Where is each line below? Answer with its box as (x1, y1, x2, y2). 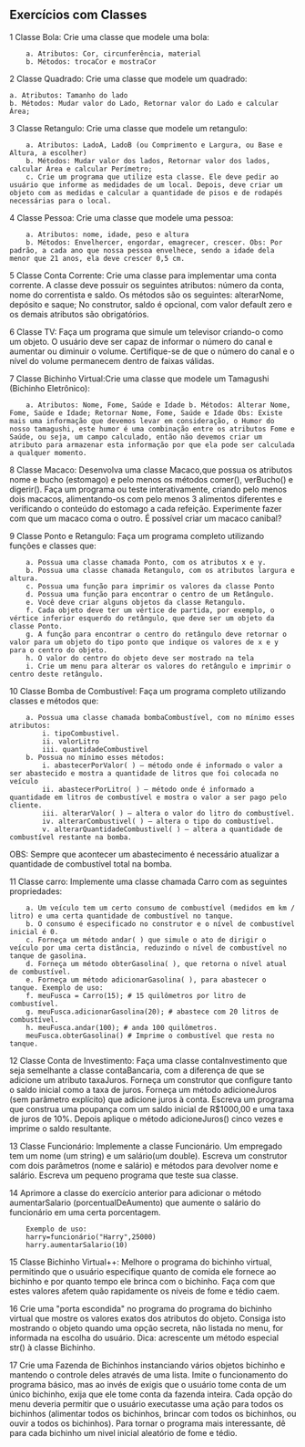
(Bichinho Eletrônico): (9, 382, 91, 393)
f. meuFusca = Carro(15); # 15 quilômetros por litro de (25, 991, 247, 1000)
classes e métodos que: (9, 695, 99, 706)
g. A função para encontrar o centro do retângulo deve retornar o (25, 630, 287, 639)
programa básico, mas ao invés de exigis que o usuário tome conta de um (9, 1379, 287, 1390)
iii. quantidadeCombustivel (42, 744, 148, 754)
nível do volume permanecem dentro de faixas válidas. (9, 355, 215, 366)
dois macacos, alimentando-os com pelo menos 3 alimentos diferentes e (9, 493, 282, 505)
